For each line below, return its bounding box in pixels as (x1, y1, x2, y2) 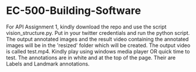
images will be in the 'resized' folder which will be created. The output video (6, 42, 191, 49)
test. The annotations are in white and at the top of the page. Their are (6, 54, 176, 61)
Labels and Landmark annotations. (6, 60, 90, 67)
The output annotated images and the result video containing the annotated (6, 35, 189, 42)
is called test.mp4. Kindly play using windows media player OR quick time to (6, 48, 190, 55)
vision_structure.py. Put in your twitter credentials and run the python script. (6, 29, 190, 36)
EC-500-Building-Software (6, 4, 141, 17)
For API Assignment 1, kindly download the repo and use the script (6, 23, 167, 30)
